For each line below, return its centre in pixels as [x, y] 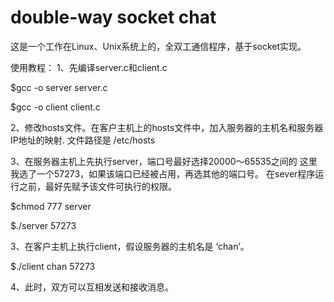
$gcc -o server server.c [59, 87]
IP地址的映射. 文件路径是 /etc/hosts [83, 140]
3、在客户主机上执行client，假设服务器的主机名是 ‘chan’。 [130, 246]
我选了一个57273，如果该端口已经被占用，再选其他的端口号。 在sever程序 [163, 173]
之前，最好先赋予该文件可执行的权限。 [97, 186]
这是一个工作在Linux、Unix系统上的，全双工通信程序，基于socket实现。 [158, 46]
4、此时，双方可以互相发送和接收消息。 [92, 287]
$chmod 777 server [51, 206]
